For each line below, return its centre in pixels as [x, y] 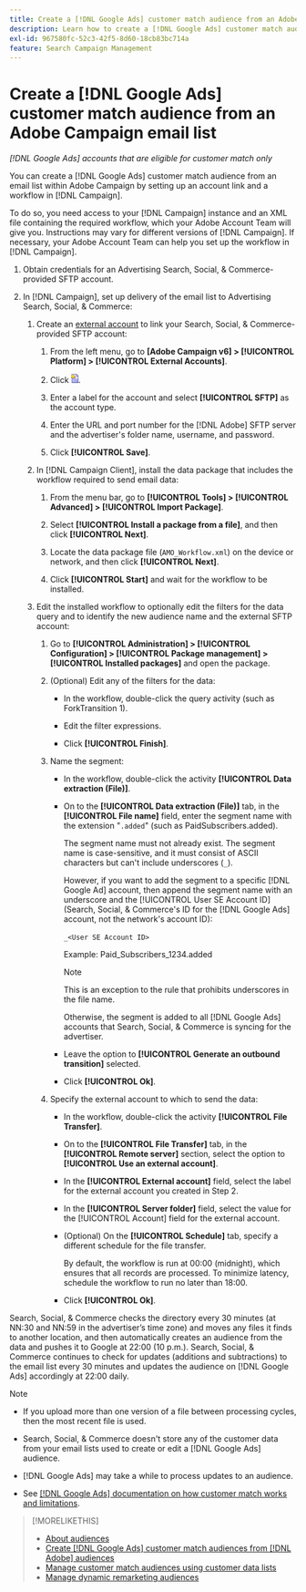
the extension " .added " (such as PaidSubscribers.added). [171, 826]
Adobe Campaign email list [113, 133]
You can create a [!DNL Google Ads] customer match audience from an [143, 176]
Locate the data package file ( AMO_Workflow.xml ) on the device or [172, 553]
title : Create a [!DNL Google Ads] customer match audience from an [142, 19]
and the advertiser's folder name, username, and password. [162, 435]
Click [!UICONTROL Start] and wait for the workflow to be [158, 580]
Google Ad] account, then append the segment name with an [178, 890]
